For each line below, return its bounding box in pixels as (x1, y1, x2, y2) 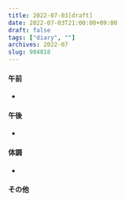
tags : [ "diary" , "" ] (8, 33, 76, 42)
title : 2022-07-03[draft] (8, 11, 93, 20)
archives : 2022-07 (8, 41, 68, 49)
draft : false (8, 26, 51, 34)
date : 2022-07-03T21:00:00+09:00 (8, 19, 118, 27)
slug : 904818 (8, 48, 51, 56)
